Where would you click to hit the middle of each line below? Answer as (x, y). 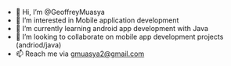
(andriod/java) (38, 45)
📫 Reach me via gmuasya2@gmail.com (80, 54)
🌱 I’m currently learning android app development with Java (112, 28)
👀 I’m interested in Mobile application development (97, 20)
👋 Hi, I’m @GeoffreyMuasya (60, 12)
